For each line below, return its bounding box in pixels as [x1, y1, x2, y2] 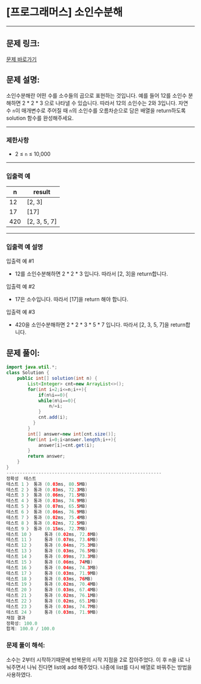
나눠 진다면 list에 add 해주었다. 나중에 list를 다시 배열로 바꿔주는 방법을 [26, 663, 193, 671]
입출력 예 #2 [6, 283, 35, 290]
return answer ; [28, 453, 66, 459]
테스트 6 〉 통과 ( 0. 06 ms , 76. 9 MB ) [6, 509, 88, 515]
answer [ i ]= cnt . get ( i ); [38, 442, 95, 448]
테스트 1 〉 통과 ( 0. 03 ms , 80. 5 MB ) [6, 481, 88, 487]
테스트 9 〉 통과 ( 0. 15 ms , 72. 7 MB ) [6, 525, 88, 532]
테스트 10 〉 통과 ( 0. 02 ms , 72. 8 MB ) [6, 531, 99, 537]
